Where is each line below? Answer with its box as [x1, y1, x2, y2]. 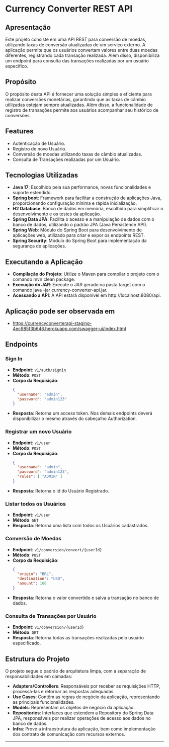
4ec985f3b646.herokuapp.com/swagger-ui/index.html [12, 325, 126, 332]
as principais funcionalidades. [12, 699, 75, 705]
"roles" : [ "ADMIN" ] [17, 474, 63, 479]
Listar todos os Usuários [5, 500, 66, 507]
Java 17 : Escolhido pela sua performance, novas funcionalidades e [12, 184, 151, 190]
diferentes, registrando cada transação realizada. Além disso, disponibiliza [5, 52, 160, 58]
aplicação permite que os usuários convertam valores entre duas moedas [5, 47, 158, 53]
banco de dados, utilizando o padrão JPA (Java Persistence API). [12, 222, 147, 228]
